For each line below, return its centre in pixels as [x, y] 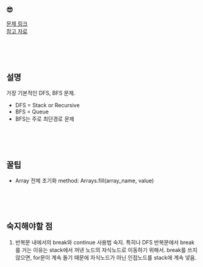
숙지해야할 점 [30, 226]
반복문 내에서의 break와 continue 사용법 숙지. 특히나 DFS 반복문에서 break [105, 242]
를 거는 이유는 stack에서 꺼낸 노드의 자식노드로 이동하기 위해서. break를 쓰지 [106, 250]
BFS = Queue [32, 112]
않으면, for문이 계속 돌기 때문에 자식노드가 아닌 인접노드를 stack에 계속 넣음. [106, 257]
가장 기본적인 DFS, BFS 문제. [41, 93]
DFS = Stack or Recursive [48, 105]
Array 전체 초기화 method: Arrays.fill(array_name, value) [84, 180]
